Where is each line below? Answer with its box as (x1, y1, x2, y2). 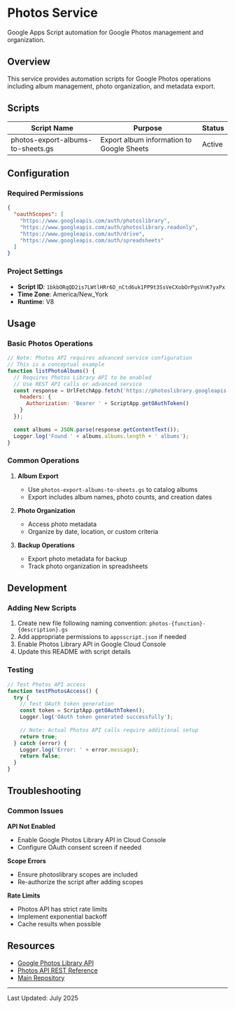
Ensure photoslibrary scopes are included (17, 870, 138, 879)
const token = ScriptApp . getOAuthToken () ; (20, 707, 145, 714)
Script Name (31, 123, 73, 132)
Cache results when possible (17, 919, 101, 928)
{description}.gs (17, 626, 69, 633)
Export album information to (100, 135, 192, 144)
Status (201, 123, 225, 132)
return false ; (20, 753, 61, 760)
